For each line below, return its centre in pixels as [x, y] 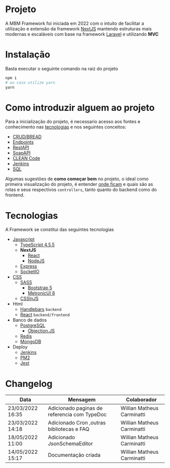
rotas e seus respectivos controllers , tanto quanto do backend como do [81, 190]
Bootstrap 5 [40, 288]
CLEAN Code [26, 159]
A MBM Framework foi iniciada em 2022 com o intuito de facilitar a [75, 23]
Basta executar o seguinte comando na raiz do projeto [62, 68]
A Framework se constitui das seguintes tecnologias [60, 229]
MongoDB [31, 342]
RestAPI [21, 147]
